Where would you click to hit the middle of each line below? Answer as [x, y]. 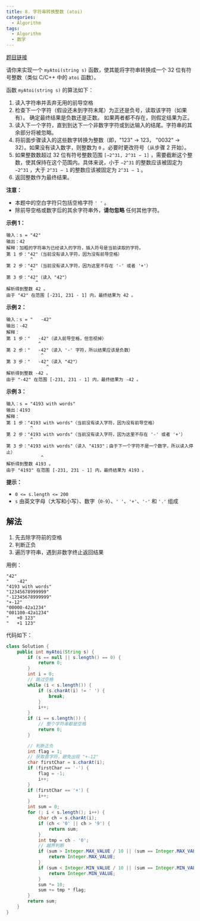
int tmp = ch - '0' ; [63, 840]
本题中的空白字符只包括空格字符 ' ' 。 [62, 203]
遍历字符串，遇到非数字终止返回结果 [59, 552]
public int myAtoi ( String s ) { [56, 652]
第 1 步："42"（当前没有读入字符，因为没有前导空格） [64, 254]
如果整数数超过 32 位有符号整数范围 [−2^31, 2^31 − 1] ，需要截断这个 [101, 155]
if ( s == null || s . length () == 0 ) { [74, 657]
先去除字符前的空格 [38, 537]
